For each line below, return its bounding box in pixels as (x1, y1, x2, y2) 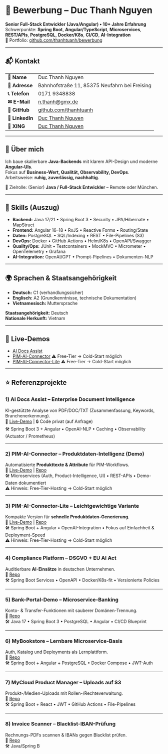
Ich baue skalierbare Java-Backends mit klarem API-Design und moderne (5, 158, 158, 165)
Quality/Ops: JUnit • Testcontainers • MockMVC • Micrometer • (12, 243, 146, 249)
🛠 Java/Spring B (5, 742, 40, 749)
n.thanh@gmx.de (38, 98, 78, 105)
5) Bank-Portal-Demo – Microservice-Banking (5, 596, 119, 603)
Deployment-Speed (5, 532, 46, 538)
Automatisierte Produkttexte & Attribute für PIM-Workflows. (5, 462, 129, 468)
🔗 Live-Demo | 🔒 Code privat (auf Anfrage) (5, 418, 93, 424)
